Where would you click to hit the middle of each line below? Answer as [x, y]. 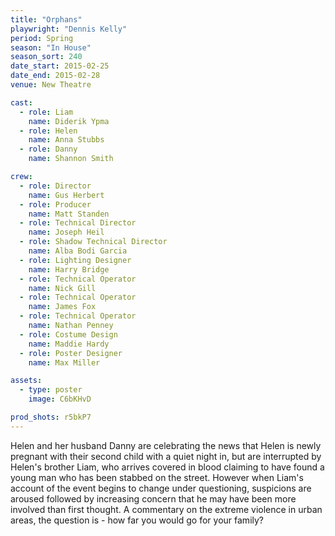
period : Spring [42, 38]
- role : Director [55, 186]
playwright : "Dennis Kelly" [69, 29]
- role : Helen [48, 131]
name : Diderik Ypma [69, 121]
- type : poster [51, 390]
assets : [26, 381]
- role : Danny [48, 149]
